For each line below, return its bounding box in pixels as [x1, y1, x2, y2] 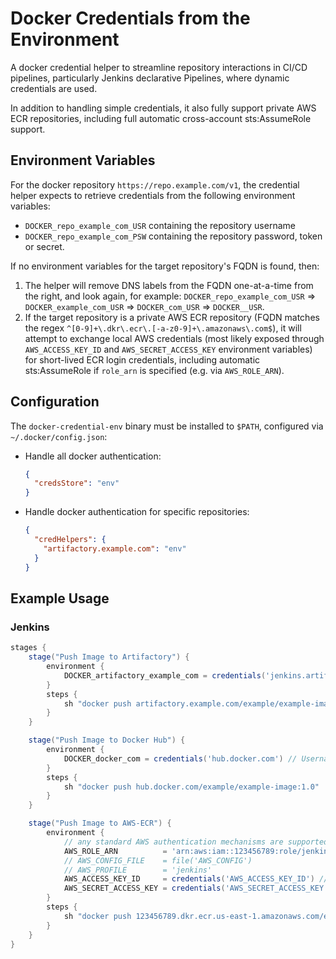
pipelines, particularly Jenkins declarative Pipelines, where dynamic [10, 72, 290, 84]
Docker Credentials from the [10, 7, 251, 30]
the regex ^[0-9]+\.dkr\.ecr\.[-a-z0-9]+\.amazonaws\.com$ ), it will [24, 322, 302, 334]
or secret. [24, 240, 65, 252]
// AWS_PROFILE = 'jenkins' [63, 865, 213, 875]
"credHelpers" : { [34, 535, 107, 545]
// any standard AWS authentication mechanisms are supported [63, 837, 329, 847]
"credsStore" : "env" [34, 478, 120, 489]
